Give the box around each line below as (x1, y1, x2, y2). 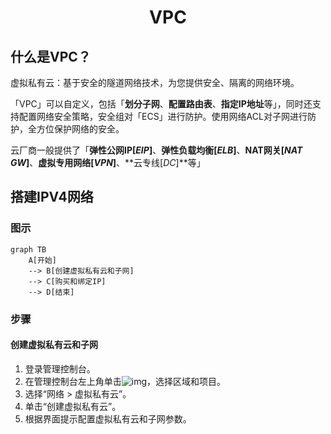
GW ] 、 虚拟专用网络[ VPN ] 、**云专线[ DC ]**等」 (10, 157, 206, 168)
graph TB (10, 244, 47, 255)
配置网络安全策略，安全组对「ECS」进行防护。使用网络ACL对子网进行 (18, 111, 308, 122)
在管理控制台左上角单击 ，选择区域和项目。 (24, 375, 227, 387)
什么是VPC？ (10, 48, 92, 65)
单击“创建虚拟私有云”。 (24, 400, 122, 412)
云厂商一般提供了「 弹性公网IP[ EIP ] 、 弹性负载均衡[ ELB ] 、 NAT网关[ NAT (10, 144, 303, 156)
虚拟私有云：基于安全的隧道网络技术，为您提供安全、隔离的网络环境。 (10, 77, 300, 88)
